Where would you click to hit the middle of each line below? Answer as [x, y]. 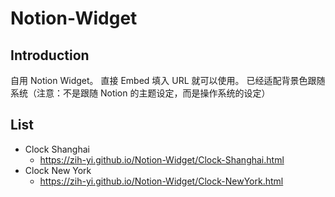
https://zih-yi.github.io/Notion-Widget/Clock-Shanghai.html [162, 159]
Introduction [50, 55]
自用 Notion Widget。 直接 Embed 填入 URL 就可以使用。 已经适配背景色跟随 [168, 80]
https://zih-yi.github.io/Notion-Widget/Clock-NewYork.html [161, 181]
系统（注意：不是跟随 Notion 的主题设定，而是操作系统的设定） [140, 93]
